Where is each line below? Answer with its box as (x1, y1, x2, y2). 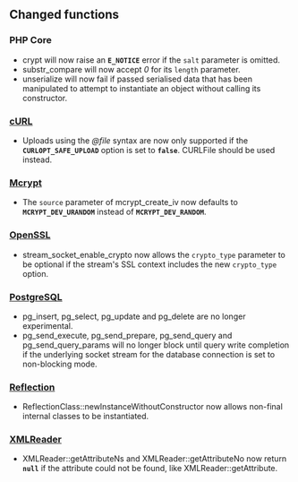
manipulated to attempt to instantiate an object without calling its (21, 82, 261, 93)
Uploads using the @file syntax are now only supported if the (21, 134, 249, 146)
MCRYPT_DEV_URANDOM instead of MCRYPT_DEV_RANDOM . (21, 206, 208, 218)
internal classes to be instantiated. (21, 411, 149, 422)
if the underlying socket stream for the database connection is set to (21, 349, 276, 359)
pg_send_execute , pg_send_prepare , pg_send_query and (21, 330, 233, 340)
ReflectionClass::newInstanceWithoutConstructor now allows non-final (21, 401, 284, 412)
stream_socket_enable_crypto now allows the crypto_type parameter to (21, 249, 286, 260)
